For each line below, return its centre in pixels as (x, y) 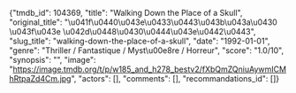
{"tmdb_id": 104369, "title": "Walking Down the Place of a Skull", (126, 13)
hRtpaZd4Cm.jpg (40, 78)
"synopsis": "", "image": (53, 60)
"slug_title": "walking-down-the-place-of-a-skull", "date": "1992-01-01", (140, 41)
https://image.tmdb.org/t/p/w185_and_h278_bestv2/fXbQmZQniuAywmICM (150, 69)
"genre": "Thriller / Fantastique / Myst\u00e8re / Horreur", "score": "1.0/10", (147, 50)
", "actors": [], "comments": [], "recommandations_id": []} (175, 78)
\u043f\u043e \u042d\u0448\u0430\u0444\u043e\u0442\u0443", (133, 31)
